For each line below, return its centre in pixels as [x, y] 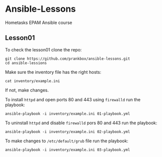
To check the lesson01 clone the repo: [44, 49]
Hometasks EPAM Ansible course [39, 22]
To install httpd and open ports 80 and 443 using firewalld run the [73, 99]
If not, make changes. [27, 90]
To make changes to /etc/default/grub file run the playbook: [67, 141]
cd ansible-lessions [26, 63]
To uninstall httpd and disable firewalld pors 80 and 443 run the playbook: [81, 123]
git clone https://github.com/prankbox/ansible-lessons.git [68, 59]
